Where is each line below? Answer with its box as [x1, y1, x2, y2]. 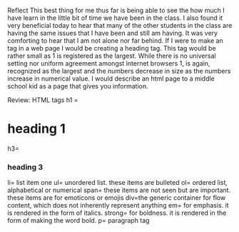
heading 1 [7, 121, 66, 137]
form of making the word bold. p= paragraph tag [7, 216, 150, 225]
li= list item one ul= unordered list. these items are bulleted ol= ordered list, [7, 178, 228, 187]
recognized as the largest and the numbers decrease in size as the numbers [7, 67, 231, 75]
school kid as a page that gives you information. [7, 82, 148, 90]
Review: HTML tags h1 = [7, 96, 78, 104]
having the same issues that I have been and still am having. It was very [7, 29, 218, 37]
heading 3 [7, 162, 44, 172]
